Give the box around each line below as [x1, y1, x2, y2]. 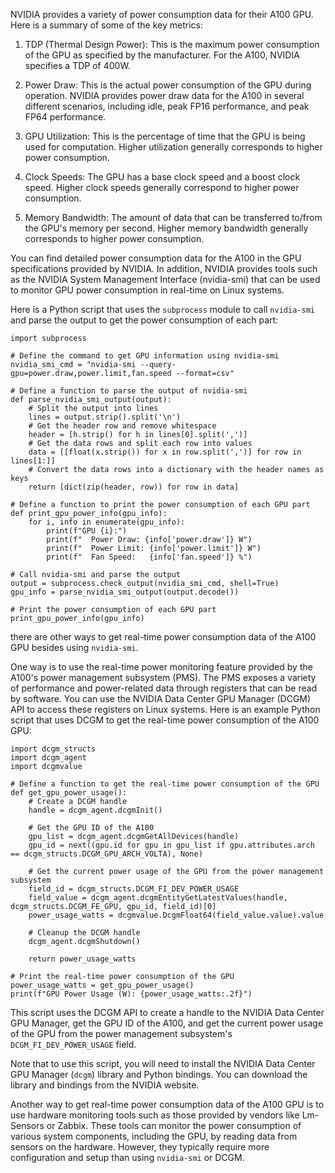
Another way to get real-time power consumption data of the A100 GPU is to [10, 1099, 325, 1110]
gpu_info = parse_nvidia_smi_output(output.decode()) [10, 587, 240, 597]
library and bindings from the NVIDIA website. [10, 1079, 200, 1091]
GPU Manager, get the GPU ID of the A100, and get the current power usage [10, 1017, 324, 1029]
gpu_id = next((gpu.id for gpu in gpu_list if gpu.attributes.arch [28, 840, 315, 850]
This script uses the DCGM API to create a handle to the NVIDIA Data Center [10, 1007, 325, 1018]
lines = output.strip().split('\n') [28, 412, 182, 422]
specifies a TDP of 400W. [24, 60, 131, 71]
